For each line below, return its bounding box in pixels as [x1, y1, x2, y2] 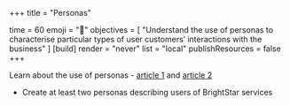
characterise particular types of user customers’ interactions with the [9, 34, 263, 44]
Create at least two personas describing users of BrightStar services [21, 87, 273, 97]
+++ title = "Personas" [9, 8, 91, 18]
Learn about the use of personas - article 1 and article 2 [9, 70, 213, 80]
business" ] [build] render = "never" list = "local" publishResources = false [9, 43, 281, 54]
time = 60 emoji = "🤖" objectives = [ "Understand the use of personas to [9, 25, 273, 34]
